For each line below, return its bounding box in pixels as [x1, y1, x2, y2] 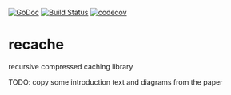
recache [8, 36, 64, 53]
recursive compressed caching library [8, 61, 133, 71]
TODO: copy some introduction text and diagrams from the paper [8, 77, 223, 87]
